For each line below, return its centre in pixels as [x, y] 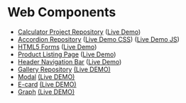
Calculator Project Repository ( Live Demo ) [79, 32]
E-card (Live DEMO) [47, 84]
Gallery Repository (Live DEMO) [64, 69]
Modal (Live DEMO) [46, 77]
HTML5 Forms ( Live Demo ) [57, 47]
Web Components [62, 12]
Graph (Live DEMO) [46, 92]
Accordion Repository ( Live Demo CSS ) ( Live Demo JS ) [98, 39]
